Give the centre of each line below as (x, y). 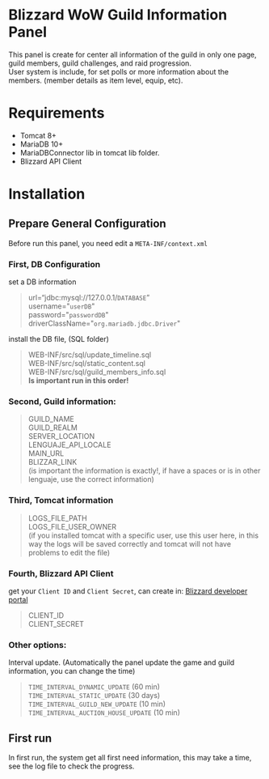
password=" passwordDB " (68, 315)
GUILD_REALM (53, 428)
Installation (47, 194)
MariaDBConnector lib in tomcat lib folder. (90, 152)
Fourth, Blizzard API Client (61, 573)
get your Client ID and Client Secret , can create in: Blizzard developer (128, 591)
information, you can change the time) (72, 671)
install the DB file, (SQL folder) (59, 339)
